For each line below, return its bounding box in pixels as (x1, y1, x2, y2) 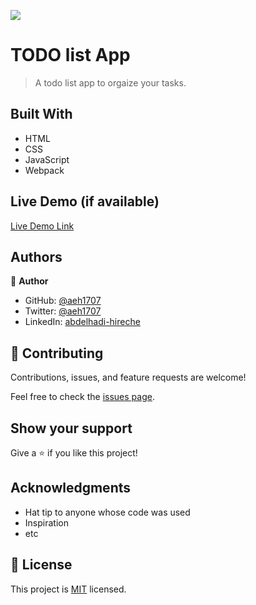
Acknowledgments (10, 480, 132, 497)
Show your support (10, 420, 133, 437)
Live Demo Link (10, 220, 75, 232)
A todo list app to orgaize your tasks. (34, 76, 187, 89)
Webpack (24, 164, 65, 176)
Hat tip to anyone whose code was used (24, 506, 191, 518)
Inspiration (24, 516, 69, 529)
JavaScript (24, 153, 70, 165)
